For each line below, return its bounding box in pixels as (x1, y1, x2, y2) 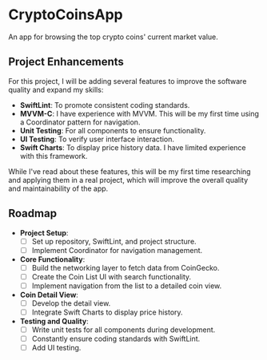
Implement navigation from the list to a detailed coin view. (31, 281, 222, 291)
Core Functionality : (19, 254, 86, 264)
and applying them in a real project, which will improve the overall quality (8, 175, 249, 184)
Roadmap (8, 207, 58, 220)
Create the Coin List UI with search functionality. (31, 271, 192, 281)
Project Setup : (19, 227, 69, 237)
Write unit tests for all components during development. (31, 325, 216, 334)
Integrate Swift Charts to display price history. (31, 307, 183, 317)
